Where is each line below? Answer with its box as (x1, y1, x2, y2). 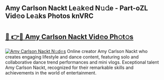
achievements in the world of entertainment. (5, 70, 97, 75)
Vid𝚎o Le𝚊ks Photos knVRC (5, 12, 94, 20)
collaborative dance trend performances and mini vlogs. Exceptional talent (5, 59, 159, 65)
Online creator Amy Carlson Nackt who (67, 48, 148, 54)
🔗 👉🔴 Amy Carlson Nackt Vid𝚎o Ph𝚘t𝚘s (5, 32, 134, 41)
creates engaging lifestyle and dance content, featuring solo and (5, 54, 139, 59)
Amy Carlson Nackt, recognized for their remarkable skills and (5, 64, 134, 70)
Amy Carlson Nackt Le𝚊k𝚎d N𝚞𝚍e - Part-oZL (5, 4, 148, 12)
